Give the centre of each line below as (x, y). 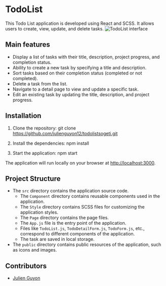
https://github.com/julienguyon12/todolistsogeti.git (65, 133)
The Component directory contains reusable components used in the (90, 196)
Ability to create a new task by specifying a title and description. (79, 67)
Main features (28, 45)
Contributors (26, 266)
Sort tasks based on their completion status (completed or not (77, 73)
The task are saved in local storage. (57, 239)
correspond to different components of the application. (77, 234)
